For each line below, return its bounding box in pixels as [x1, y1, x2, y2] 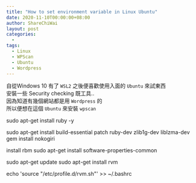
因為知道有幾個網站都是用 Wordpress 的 [6, 97, 103, 104]
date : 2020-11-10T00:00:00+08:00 [6, 14, 90, 21]
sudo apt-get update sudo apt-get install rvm [6, 158, 118, 166]
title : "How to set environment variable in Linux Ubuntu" [6, 8, 158, 15]
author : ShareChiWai [6, 20, 58, 26]
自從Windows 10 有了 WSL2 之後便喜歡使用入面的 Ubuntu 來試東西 [6, 82, 166, 89]
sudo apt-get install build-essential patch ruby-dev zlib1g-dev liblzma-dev [6, 129, 190, 136]
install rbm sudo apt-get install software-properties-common [6, 147, 157, 154]
